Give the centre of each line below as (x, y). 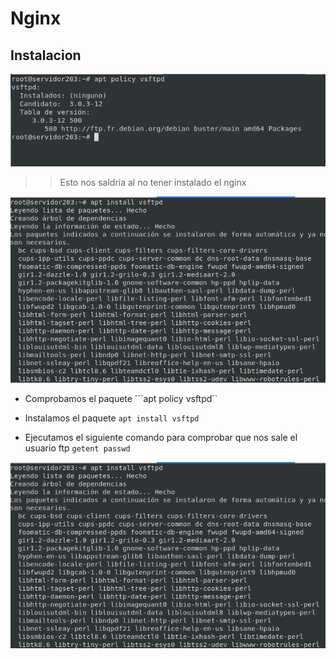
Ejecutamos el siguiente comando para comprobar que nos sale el (161, 438)
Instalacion (46, 55)
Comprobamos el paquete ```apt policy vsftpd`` (121, 399)
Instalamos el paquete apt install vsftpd (112, 418)
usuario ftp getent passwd (77, 448)
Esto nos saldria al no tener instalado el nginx (153, 183)
